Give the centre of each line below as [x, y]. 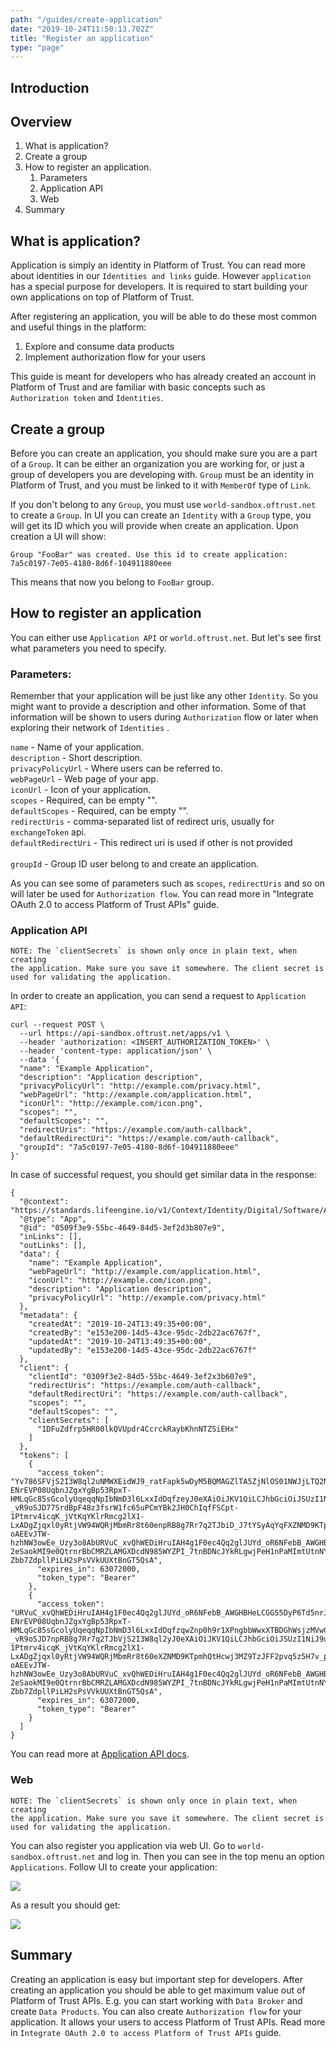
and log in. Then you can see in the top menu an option [211, 1856]
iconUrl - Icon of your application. [81, 790]
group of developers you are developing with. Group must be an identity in [162, 475]
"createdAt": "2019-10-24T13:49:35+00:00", [120, 1324]
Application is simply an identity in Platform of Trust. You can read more [158, 265]
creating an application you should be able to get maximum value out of [158, 1990]
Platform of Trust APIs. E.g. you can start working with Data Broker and [156, 2000]
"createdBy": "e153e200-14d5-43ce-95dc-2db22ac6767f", [145, 1333]
